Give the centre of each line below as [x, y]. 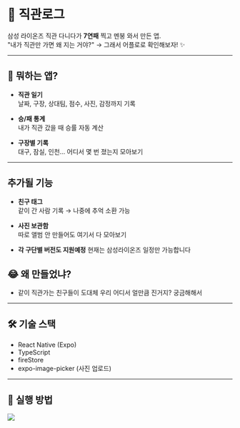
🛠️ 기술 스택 [31, 324]
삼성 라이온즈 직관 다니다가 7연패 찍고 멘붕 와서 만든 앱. [84, 36]
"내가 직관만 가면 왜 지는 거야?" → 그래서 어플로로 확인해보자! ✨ [96, 44]
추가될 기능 [30, 183]
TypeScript [34, 352]
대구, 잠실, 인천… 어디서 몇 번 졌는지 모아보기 [80, 151]
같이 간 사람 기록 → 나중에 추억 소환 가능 [74, 210]
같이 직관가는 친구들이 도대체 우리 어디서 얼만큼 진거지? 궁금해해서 [110, 292]
